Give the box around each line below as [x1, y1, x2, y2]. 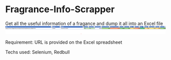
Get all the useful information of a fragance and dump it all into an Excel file [5, 20, 163, 26]
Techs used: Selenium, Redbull [5, 49, 70, 55]
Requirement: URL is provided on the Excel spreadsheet [5, 39, 122, 45]
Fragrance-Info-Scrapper [5, 4, 115, 15]
